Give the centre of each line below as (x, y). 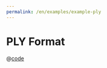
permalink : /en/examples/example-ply (54, 12)
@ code (15, 58)
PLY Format (36, 41)
